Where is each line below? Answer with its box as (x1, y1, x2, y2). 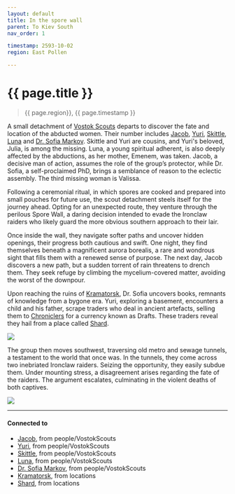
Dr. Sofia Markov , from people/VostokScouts (17, 464, 146, 473)
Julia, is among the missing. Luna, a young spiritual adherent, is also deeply (7, 144, 225, 153)
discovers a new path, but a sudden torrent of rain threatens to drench (7, 261, 210, 269)
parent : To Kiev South (7, 23, 73, 30)
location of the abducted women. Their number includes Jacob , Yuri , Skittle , (7, 129, 227, 137)
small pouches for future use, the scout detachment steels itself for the (7, 195, 212, 203)
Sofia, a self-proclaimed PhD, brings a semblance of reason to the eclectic (7, 166, 222, 175)
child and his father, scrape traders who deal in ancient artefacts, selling (7, 304, 215, 313)
